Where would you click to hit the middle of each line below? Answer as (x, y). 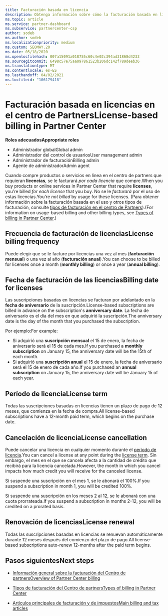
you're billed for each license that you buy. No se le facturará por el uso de (82, 191)
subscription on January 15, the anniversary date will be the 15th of (82, 351)
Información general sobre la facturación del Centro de (69, 573)
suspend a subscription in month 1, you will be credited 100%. (69, 486)
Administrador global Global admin (47, 149)
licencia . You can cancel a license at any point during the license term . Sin (81, 455)
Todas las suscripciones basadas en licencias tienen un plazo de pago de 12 (84, 406)
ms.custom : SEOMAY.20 (28, 47)
